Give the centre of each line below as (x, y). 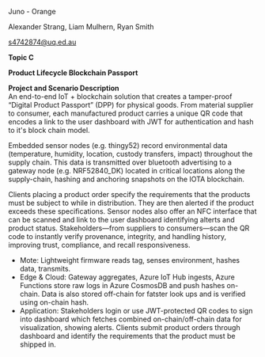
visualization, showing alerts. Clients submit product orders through (130, 327)
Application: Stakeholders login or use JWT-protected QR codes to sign (136, 311)
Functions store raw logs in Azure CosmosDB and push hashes (122, 285)
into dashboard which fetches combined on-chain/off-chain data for (131, 319)
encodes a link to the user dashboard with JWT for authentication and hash (131, 122)
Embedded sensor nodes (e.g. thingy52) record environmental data (118, 145)
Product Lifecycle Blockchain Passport (73, 73)
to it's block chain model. (49, 130)
